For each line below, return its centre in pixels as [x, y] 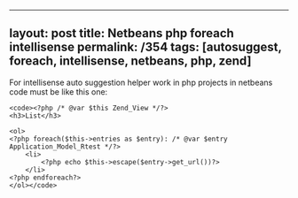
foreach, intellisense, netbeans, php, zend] [130, 61]
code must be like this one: [59, 91]
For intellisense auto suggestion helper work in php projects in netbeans [141, 82]
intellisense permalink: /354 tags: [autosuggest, [145, 47]
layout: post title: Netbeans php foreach [122, 33]
